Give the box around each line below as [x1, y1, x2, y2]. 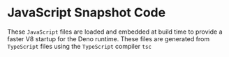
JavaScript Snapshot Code [7, 5, 166, 21]
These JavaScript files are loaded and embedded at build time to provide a [7, 27, 223, 36]
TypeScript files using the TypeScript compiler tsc [7, 42, 152, 50]
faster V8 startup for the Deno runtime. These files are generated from [7, 34, 210, 43]
